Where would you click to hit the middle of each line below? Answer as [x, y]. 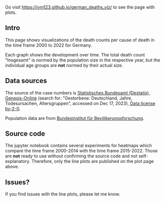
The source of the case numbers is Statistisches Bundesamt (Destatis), [78, 93]
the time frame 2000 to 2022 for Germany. [49, 45]
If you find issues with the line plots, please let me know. [63, 194]
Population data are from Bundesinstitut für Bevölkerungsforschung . [75, 118]
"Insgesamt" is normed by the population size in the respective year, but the [83, 60]
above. [12, 167]
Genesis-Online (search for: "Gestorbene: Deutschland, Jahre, [69, 98]
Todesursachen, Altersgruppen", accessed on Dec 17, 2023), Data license [80, 103]
